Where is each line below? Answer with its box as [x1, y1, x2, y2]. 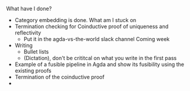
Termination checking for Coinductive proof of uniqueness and [14, 23, 169, 30]
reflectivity [14, 29, 42, 36]
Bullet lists [23, 48, 49, 55]
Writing [14, 42, 33, 49]
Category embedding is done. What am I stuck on [14, 17, 137, 23]
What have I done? [6, 5, 52, 12]
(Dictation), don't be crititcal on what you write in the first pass [23, 55, 177, 61]
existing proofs [14, 67, 52, 74]
